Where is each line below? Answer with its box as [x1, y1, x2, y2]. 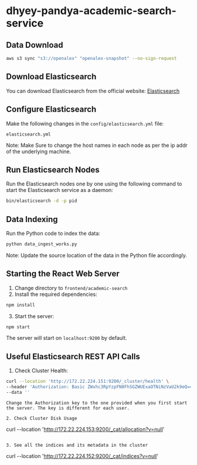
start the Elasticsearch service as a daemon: [6, 187, 113, 194]
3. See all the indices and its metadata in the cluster [6, 442, 148, 448]
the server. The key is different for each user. [6, 405, 130, 411]
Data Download [6, 40, 63, 50]
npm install [6, 302, 35, 308]
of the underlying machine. [6, 148, 72, 155]
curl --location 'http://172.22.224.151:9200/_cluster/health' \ [6, 379, 169, 385]
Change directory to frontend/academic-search [14, 284, 128, 291]
